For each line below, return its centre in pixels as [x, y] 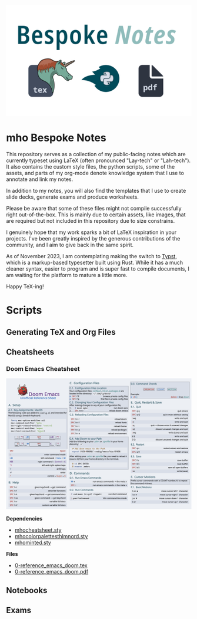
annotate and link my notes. [40, 179]
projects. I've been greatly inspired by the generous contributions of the [93, 239]
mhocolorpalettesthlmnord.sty [51, 536]
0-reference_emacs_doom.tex [51, 565]
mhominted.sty [33, 543]
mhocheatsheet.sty [38, 530]
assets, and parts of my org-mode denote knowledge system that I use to [95, 173]
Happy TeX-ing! [25, 287]
